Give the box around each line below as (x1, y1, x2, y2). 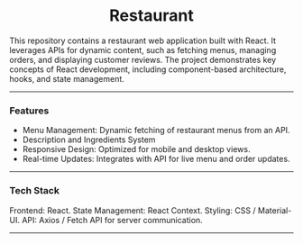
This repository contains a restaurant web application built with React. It (9, 35, 277, 46)
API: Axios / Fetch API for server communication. (22, 214, 203, 225)
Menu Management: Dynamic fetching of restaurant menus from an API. (22, 125, 290, 136)
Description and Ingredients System (22, 134, 156, 145)
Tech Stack (9, 184, 60, 197)
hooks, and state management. (9, 73, 124, 84)
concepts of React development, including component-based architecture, (9, 64, 287, 75)
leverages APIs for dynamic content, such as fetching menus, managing (9, 44, 277, 55)
